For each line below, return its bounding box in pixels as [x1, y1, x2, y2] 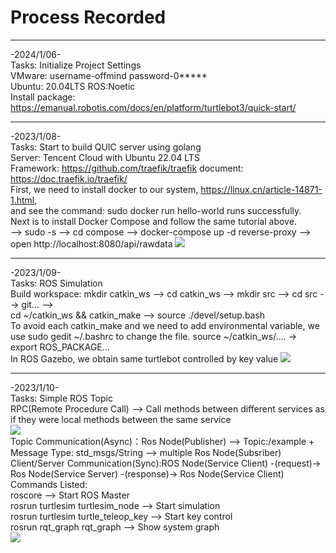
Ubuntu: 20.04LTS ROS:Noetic [10, 80, 136, 92]
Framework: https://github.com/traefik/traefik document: [10, 162, 244, 174]
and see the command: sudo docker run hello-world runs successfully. [10, 204, 302, 216]
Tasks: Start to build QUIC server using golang [10, 141, 202, 153]
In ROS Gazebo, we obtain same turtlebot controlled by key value [10, 352, 279, 365]
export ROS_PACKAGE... [10, 341, 110, 353]
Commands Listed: [10, 478, 88, 490]
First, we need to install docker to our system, [10, 183, 199, 195]
